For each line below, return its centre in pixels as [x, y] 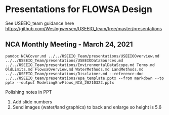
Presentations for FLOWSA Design [79, 9]
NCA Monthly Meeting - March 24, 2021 [69, 45]
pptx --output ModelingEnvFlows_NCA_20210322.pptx [60, 82]
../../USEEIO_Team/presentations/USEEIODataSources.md [64, 61]
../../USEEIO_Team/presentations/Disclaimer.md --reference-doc [74, 74]
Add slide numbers [32, 101]
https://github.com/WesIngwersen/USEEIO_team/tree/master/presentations [84, 28]
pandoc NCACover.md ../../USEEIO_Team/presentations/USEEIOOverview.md [82, 56]
